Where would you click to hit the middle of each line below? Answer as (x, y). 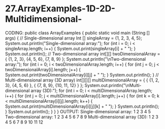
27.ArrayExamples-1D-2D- (60, 9)
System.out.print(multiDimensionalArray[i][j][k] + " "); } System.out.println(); (82, 106)
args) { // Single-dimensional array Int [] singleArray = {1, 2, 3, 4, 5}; (74, 38)
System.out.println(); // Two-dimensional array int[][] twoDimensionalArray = (83, 54)
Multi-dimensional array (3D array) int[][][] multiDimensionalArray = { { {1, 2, (82, 80)
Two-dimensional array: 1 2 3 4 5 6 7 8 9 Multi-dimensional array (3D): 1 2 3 (82, 117)
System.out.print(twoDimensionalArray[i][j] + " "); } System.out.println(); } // (82, 75)
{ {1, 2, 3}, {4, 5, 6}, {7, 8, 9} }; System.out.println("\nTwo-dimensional (76, 59)
